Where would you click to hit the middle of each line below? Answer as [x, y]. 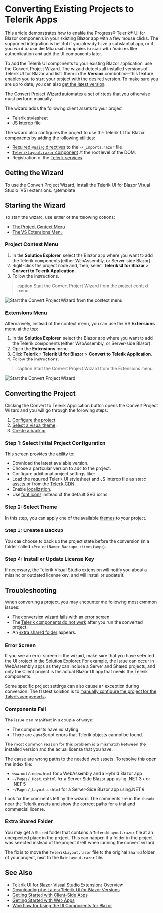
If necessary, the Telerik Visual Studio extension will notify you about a [76, 570]
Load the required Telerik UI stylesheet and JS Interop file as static [79, 479]
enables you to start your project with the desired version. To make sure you [82, 79]
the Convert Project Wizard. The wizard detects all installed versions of [76, 68]
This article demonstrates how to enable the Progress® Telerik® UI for [75, 33]
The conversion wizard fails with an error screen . [61, 617]
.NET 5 [19, 784]
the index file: [19, 764]
